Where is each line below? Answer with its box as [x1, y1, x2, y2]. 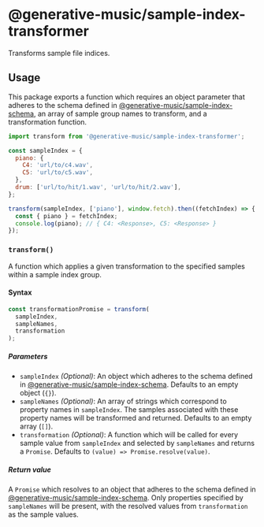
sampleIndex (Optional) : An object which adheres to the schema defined [19, 372, 254, 381]
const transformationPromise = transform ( [8, 305, 150, 313]
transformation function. [8, 117, 87, 127]
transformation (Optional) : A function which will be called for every [19, 430, 239, 440]
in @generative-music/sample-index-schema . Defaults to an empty [19, 380, 239, 389]
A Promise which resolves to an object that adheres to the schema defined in [8, 484, 256, 494]
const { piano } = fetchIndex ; [15, 212, 118, 220]
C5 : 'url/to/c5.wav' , [22, 169, 93, 176]
